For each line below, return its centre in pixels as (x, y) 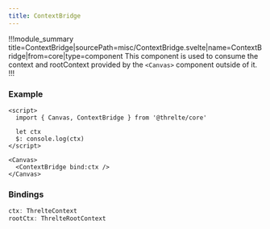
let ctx (29, 131)
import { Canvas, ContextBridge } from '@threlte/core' (111, 118)
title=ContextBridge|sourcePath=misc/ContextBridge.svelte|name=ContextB (135, 47)
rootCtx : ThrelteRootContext (57, 219)
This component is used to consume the (191, 56)
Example (26, 94)
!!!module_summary (41, 39)
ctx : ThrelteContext (43, 211)
